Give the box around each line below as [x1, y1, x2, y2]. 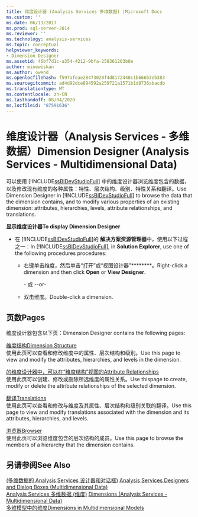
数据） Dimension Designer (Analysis [6, 145, 189, 158]
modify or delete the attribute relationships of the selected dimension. [6, 382, 176, 390]
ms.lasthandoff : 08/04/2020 [6, 97, 76, 103]
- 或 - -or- [23, 281, 47, 288]
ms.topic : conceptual [6, 42, 60, 48]
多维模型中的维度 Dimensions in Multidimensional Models [6, 505, 144, 512]
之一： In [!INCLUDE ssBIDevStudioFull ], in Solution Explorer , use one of [14, 243, 189, 250]
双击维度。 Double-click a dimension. [23, 293, 113, 301]
